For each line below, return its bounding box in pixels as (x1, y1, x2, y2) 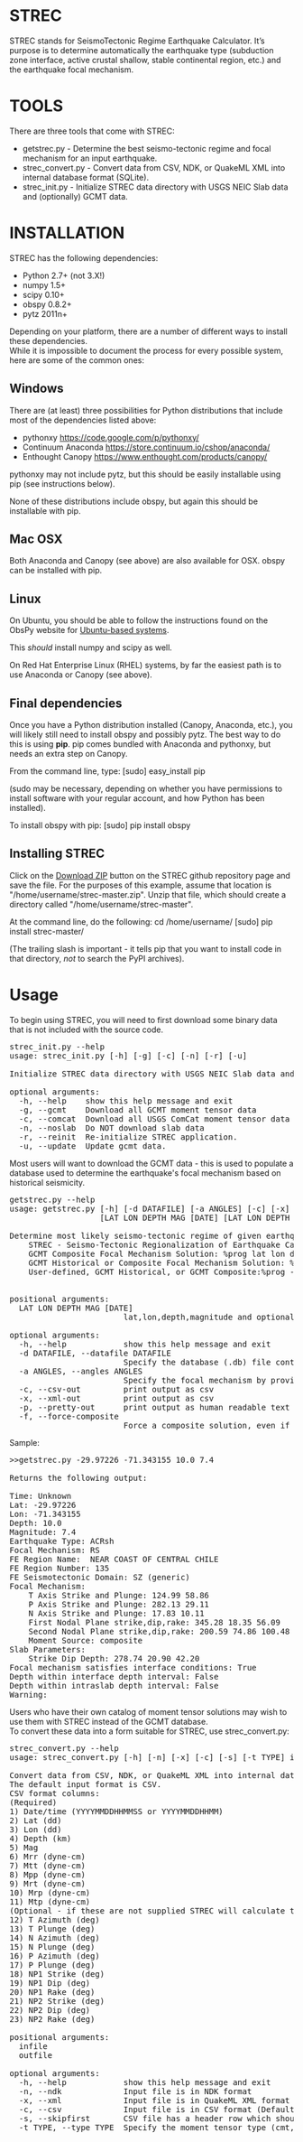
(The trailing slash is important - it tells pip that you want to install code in (9, 943, 282, 954)
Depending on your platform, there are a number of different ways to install (9, 326, 289, 337)
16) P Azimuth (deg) (9, 1951, 101, 1960)
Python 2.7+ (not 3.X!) (22, 270, 106, 281)
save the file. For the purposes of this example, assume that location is (9, 880, 272, 890)
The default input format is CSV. (9, 1779, 162, 1789)
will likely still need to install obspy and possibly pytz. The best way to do (9, 729, 281, 740)
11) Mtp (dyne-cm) (9, 1896, 91, 1906)
